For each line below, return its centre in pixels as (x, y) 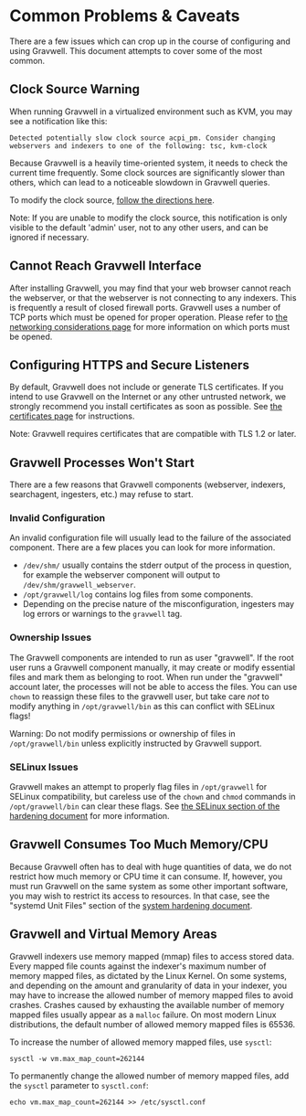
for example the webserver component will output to (121, 575)
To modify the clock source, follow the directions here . (112, 200)
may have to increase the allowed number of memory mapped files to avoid (152, 995)
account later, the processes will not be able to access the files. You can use (153, 686)
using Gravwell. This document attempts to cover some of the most (136, 50)
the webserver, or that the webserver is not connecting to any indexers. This (153, 297)
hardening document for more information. (90, 816)
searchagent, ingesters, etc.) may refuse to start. (101, 494)
